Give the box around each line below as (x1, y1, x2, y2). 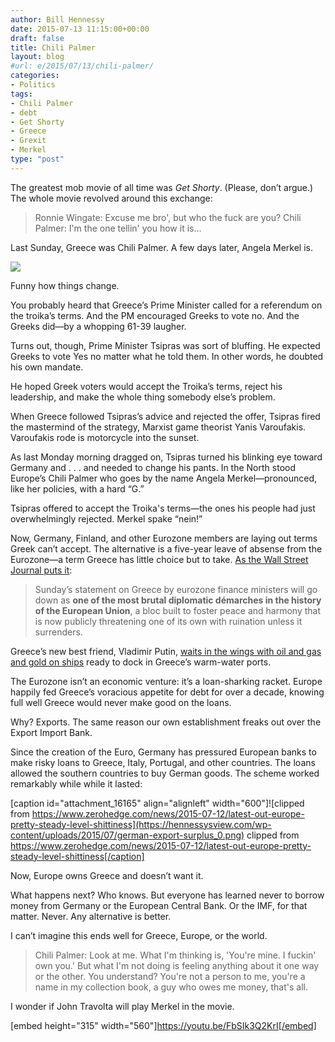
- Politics (10, 80, 56, 90)
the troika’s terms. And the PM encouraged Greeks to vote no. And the (10, 309, 300, 321)
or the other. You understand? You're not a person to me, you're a (34, 970, 306, 982)
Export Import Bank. (10, 726, 93, 738)
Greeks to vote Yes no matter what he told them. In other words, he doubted (10, 350, 324, 362)
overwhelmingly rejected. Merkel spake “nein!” (10, 512, 203, 525)
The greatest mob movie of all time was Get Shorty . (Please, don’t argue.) (10, 181, 314, 193)
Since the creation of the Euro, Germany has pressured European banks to (10, 746, 317, 758)
